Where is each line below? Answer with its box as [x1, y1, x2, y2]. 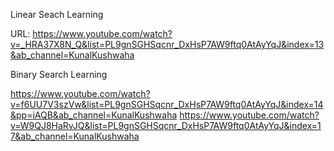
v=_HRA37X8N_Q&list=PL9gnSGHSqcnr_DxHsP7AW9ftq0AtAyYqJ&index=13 [10, 39, 325, 50]
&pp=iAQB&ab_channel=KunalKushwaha [10, 109, 178, 121]
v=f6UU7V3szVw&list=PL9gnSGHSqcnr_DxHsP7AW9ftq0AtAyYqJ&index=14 [10, 99, 324, 110]
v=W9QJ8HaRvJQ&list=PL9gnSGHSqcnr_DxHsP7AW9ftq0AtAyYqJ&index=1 [10, 120, 322, 131]
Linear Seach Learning [10, 9, 104, 20]
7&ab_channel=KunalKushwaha [10, 130, 140, 142]
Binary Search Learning [10, 69, 108, 80]
